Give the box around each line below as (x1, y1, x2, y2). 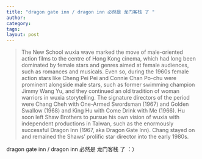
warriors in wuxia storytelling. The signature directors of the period (21, 94, 190, 102)
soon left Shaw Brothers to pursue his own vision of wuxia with (21, 114, 180, 121)
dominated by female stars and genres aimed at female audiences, (21, 62, 189, 69)
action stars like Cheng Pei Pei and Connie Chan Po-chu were (21, 75, 177, 82)
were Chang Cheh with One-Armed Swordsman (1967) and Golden (21, 100, 189, 108)
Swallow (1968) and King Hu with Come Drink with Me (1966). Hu (21, 107, 185, 114)
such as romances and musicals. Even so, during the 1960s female (21, 68, 189, 75)
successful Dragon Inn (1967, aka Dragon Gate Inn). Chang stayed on (21, 127, 195, 134)
